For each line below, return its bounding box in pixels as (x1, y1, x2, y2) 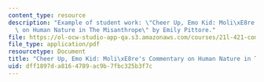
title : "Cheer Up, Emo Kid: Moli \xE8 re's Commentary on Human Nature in (8, 55, 251, 63)
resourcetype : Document (8, 48, 86, 55)
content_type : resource (8, 11, 86, 20)
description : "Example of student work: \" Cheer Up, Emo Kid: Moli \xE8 (8, 19, 247, 27)
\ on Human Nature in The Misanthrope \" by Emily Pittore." (15, 26, 216, 34)
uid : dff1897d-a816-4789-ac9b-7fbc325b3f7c (8, 62, 153, 70)
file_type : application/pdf (8, 41, 101, 48)
